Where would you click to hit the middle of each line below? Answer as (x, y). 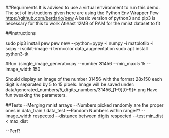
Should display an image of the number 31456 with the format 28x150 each (84, 79)
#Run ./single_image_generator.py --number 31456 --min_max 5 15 (75, 64)
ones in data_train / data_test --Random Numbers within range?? (73, 110)
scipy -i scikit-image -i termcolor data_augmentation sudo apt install (77, 48)
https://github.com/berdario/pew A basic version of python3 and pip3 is (80, 18)
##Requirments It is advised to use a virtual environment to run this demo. (82, 7)
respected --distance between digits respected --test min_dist (98, 116)
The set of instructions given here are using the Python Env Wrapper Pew (82, 13)
